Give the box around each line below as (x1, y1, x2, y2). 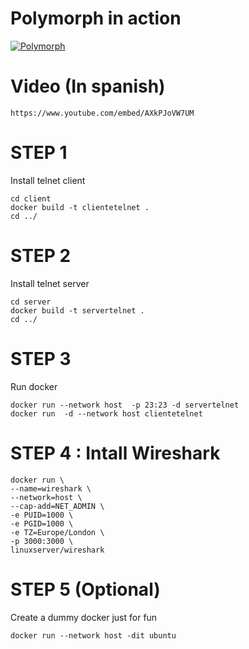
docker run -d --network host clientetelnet (10, 408, 203, 419)
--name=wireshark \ (10, 483, 92, 494)
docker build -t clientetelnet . (10, 202, 150, 212)
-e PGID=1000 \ (10, 518, 74, 529)
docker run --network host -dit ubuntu (10, 630, 177, 641)
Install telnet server (10, 277, 90, 289)
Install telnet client (10, 174, 86, 186)
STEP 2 (10, 245, 72, 267)
